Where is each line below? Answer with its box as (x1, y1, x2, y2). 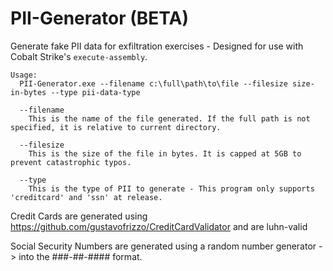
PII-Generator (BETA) (10, 7, 189, 30)
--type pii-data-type (50, 87, 141, 97)
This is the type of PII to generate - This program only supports (28, 183, 315, 194)
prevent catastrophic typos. (10, 157, 132, 167)
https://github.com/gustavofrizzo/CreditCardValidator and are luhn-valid (10, 220, 308, 232)
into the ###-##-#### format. (18, 250, 143, 262)
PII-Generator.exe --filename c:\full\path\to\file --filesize (19, 78, 288, 89)
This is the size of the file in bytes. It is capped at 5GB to (28, 148, 302, 159)
